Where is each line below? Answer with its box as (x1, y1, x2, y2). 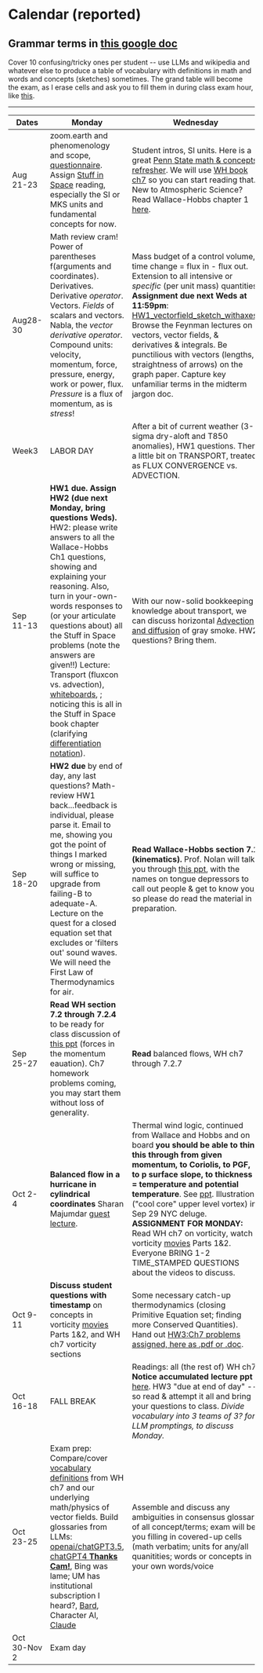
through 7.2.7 (131, 1058, 182, 1069)
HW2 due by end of (49, 760, 123, 771)
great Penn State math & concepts (131, 155, 258, 166)
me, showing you (49, 829, 113, 840)
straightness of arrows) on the (131, 359, 243, 370)
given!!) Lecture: (49, 660, 110, 670)
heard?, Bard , (49, 1600, 99, 1611)
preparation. (131, 903, 178, 913)
